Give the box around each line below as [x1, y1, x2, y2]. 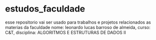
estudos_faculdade [5, 3, 85, 14]
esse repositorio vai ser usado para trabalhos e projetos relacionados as [5, 19, 151, 25]
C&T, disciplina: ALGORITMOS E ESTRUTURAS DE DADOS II [5, 29, 126, 35]
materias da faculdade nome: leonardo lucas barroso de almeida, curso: [5, 24, 151, 30]
